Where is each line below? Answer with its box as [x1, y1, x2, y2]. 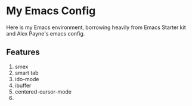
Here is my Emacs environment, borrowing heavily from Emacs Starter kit [6, 24, 186, 31]
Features [6, 47, 40, 57]
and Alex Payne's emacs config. [6, 30, 85, 37]
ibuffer [14, 82, 32, 89]
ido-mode [14, 75, 39, 82]
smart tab [14, 69, 39, 76]
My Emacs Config [6, 4, 96, 18]
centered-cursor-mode [14, 88, 72, 95]
